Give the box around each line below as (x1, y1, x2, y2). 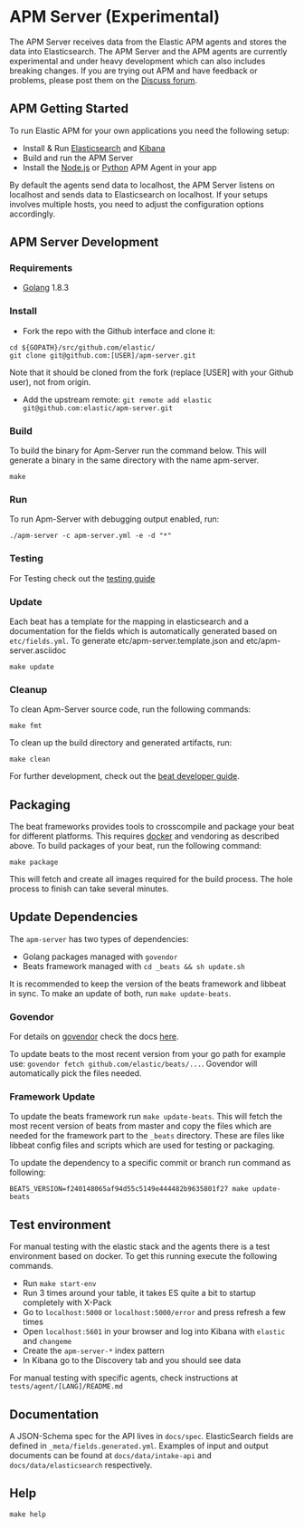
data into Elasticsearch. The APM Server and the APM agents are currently (9, 45, 288, 56)
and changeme (22, 1336, 72, 1347)
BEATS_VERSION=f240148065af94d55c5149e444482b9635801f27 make (9, 1185, 249, 1194)
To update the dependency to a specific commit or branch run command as (9, 1158, 291, 1168)
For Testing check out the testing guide (9, 572, 156, 583)
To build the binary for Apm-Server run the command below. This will (9, 446, 267, 456)
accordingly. (9, 208, 56, 219)
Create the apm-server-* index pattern (22, 1345, 165, 1356)
